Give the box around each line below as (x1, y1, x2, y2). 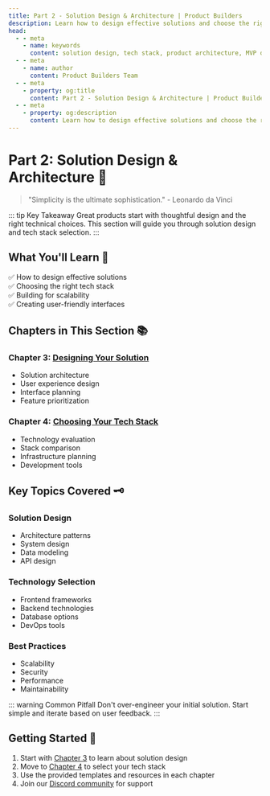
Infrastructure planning (19, 451, 96, 461)
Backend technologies (19, 603, 94, 613)
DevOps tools (19, 620, 66, 630)
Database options (19, 612, 79, 622)
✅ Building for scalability (8, 290, 90, 300)
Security (19, 667, 48, 676)
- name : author (22, 64, 74, 72)
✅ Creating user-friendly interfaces (8, 299, 125, 309)
